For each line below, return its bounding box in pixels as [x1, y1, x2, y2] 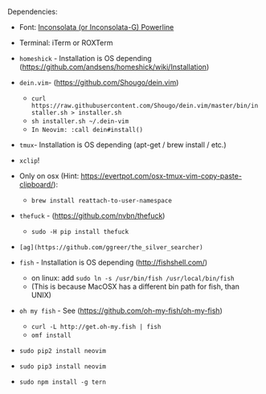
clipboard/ [18, 180, 54, 189]
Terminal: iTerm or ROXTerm [18, 38, 113, 47]
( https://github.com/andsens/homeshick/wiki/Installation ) [18, 62, 210, 72]
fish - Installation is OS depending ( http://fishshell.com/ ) [18, 257, 208, 267]
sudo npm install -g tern [18, 378, 106, 386]
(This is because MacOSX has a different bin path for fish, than [31, 281, 240, 291]
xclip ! [18, 156, 40, 165]
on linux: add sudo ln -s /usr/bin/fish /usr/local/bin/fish [31, 273, 235, 282]
